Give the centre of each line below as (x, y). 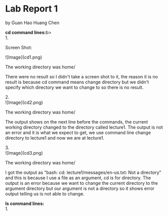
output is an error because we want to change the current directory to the (82, 183)
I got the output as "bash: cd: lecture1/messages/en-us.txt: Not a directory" (83, 172)
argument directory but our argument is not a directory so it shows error (80, 188)
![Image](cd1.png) (24, 57)
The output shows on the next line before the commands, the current (77, 122)
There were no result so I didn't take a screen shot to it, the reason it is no (82, 76)
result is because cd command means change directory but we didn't (77, 82)
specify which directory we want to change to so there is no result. (74, 87)
